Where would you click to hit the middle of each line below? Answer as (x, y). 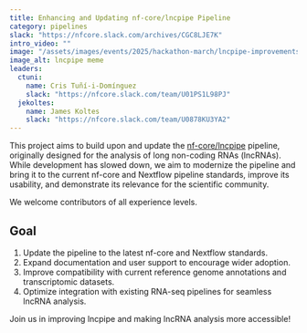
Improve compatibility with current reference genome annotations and (154, 272)
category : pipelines (49, 26)
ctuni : (30, 78)
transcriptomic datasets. (69, 281)
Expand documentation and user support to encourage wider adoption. (156, 262)
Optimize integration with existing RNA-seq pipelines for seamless (147, 291)
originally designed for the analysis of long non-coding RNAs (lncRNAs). (145, 155)
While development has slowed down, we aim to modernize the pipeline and (153, 165)
